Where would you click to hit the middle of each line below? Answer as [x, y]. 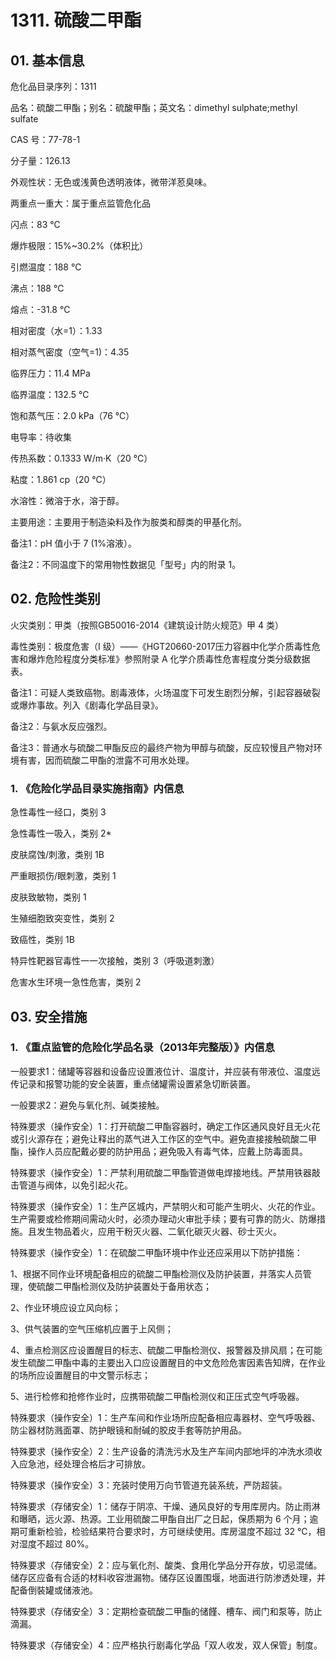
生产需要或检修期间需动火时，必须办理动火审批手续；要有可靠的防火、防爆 [163, 1218]
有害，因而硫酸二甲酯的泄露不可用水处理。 [106, 760]
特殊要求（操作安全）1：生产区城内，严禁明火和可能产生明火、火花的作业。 [165, 1206]
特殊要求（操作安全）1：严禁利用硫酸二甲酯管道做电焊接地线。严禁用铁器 [161, 1172]
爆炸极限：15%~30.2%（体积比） [79, 245]
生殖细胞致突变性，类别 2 [62, 918]
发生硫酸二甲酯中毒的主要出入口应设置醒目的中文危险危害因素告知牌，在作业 [168, 1362]
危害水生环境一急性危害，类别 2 [76, 982]
